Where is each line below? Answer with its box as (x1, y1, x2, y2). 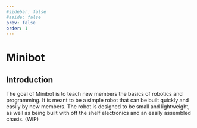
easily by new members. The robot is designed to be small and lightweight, (6, 103, 190, 110)
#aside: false (6, 14, 42, 20)
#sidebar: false (6, 8, 46, 15)
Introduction (6, 74, 54, 85)
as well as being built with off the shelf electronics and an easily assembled (6, 110, 192, 117)
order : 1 (6, 25, 28, 32)
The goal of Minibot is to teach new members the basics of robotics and (6, 90, 183, 98)
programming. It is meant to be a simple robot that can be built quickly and (6, 96, 189, 104)
